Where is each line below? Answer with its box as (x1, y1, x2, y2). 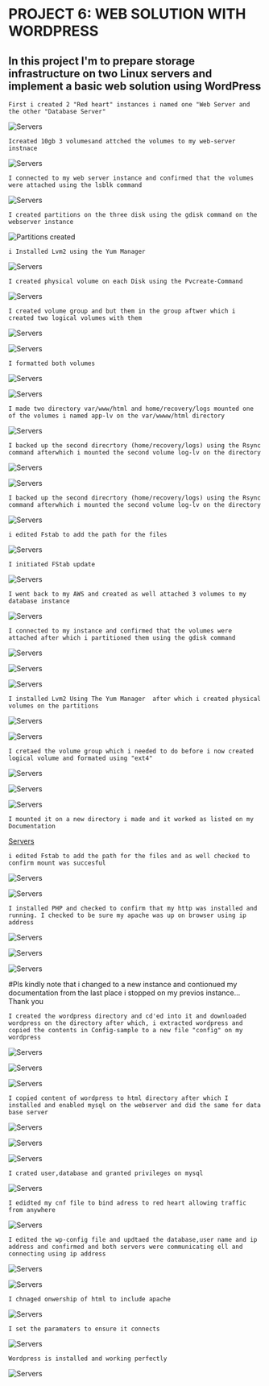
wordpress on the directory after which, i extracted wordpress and (8, 1019, 243, 1027)
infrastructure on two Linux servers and (8, 66, 213, 81)
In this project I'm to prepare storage (8, 54, 196, 68)
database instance (8, 597, 70, 605)
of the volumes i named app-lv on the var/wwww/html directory (8, 412, 226, 420)
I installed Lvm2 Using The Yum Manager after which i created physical (8, 695, 262, 703)
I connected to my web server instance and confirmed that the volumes (8, 174, 254, 182)
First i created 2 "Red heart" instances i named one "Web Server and (8, 101, 250, 109)
